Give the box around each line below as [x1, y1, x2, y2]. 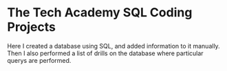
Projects [7, 19, 56, 35]
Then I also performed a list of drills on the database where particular [7, 49, 204, 57]
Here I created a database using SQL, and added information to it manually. [7, 42, 220, 50]
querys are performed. [7, 56, 72, 64]
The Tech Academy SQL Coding [7, 5, 193, 20]
